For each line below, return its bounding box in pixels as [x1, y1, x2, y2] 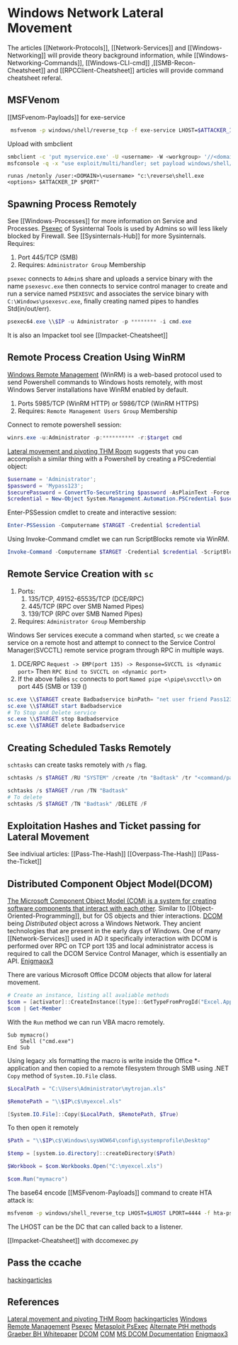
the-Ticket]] [7, 857, 42, 866]
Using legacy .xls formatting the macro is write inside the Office [7, 1056, 193, 1064]
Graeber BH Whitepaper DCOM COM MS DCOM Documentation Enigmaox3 [7, 1330, 228, 1339]
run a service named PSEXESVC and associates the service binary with [7, 289, 209, 298]
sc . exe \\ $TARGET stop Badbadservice [7, 716, 119, 723]
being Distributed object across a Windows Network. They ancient [7, 919, 201, 928]
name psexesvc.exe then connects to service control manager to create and [7, 282, 228, 291]
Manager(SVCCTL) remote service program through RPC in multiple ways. [7, 646, 225, 654]
